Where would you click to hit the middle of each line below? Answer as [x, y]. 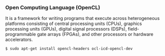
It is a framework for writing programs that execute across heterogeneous [82, 18]
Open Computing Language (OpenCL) [53, 7]
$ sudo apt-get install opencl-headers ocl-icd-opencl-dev [69, 49]
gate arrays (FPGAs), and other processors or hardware [95, 34]
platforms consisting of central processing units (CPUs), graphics [74, 23]
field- [134, 29]
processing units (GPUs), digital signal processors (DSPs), [66, 29]
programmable [21, 34]
